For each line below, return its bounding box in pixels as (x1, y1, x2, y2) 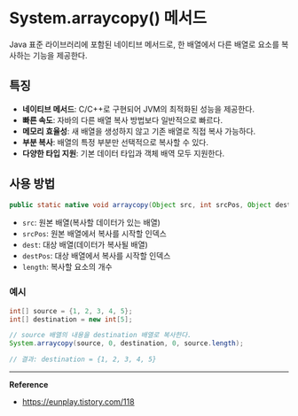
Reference (9, 380, 49, 390)
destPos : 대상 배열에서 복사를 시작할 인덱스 (21, 250, 171, 261)
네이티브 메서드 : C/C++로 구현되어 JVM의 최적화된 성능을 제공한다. (21, 104, 255, 114)
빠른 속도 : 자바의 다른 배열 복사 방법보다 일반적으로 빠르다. (21, 114, 223, 125)
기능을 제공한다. (32, 50, 88, 60)
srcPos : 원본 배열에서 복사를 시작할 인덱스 (21, 228, 167, 239)
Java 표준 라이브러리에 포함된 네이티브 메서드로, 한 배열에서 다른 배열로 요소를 (9, 39, 279, 50)
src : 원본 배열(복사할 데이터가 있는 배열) (21, 218, 161, 228)
